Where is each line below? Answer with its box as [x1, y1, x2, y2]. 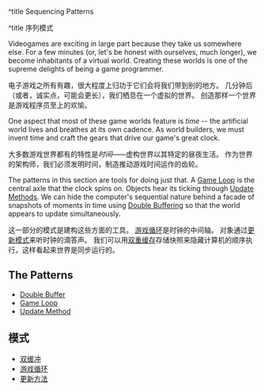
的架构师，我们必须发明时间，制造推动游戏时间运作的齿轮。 [8, 159, 203, 169]
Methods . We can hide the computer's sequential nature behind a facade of [8, 192, 255, 201]
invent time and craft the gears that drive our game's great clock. [8, 133, 220, 142]
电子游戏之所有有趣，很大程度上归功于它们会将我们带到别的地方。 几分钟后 [8, 81, 253, 90]
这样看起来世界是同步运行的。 [21, 245, 119, 255]
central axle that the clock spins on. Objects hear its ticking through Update [8, 184, 255, 193]
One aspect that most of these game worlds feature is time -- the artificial [8, 117, 248, 125]
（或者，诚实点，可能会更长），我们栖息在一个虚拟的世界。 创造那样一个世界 [8, 90, 256, 100]
